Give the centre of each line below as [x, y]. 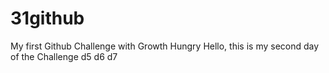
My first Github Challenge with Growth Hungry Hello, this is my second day [165, 46]
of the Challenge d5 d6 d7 [64, 56]
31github [47, 18]
